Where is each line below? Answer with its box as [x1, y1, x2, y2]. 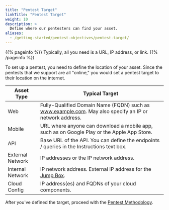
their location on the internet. [5, 75, 65, 81]
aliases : [5, 31, 24, 36]
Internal [8, 165, 26, 172]
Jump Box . [40, 172, 65, 179]
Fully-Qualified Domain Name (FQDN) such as [40, 101, 150, 109]
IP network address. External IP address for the [40, 165, 152, 172]
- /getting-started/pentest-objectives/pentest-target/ [10, 36, 129, 41]
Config [8, 186, 24, 193]
